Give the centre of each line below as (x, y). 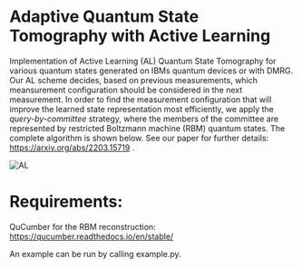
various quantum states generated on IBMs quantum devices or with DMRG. (151, 71)
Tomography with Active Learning (140, 36)
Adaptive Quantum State (104, 17)
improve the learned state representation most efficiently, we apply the (141, 109)
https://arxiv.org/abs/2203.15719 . (72, 148)
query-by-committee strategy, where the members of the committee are (144, 119)
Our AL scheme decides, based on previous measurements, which (134, 80)
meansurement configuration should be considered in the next (126, 90)
